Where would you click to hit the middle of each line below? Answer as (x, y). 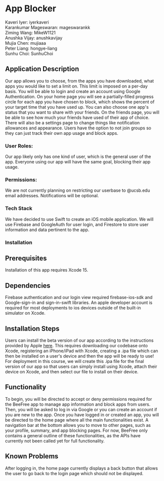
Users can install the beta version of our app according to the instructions (79, 340)
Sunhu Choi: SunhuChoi (29, 53)
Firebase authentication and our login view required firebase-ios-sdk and (79, 298)
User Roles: (19, 146)
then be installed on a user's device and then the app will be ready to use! (80, 356)
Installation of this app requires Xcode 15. (47, 270)
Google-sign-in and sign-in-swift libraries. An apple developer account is (79, 302)
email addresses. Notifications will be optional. (52, 196)
